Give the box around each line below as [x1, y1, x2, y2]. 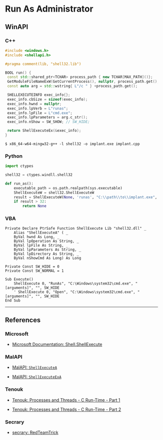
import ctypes [5, 164, 34, 169]
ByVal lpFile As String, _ [14, 243, 68, 248]
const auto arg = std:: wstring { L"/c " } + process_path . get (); [7, 84, 138, 89]
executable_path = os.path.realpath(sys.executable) [14, 186, 123, 190]
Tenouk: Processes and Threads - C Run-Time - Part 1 [12, 397, 120, 403]
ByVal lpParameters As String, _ [14, 247, 81, 252]
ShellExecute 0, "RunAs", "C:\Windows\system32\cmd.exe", [14, 281, 133, 286]
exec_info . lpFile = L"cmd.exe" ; [7, 110, 73, 115]
